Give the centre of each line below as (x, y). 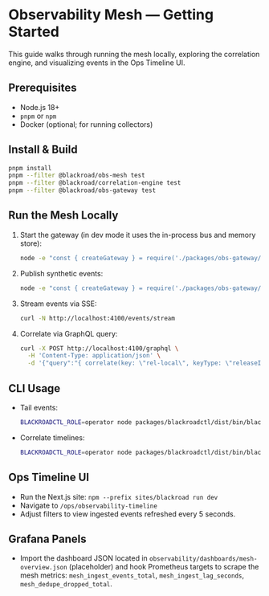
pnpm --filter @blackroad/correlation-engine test (95, 183)
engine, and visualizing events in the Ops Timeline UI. (97, 63)
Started (34, 32)
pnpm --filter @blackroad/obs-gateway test (82, 190)
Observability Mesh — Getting (111, 15)
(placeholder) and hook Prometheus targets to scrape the (164, 567)
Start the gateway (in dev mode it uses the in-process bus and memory (138, 235)
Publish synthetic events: (61, 273)
